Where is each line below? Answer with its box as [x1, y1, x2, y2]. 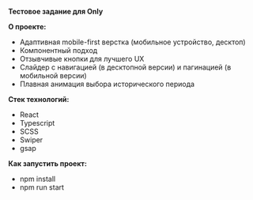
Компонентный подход [19, 46, 98, 55]
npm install [19, 174, 56, 183]
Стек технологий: [8, 95, 70, 104]
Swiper [19, 135, 43, 145]
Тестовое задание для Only [8, 7, 104, 16]
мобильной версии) [19, 71, 87, 80]
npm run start [19, 183, 65, 192]
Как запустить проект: [8, 159, 87, 168]
